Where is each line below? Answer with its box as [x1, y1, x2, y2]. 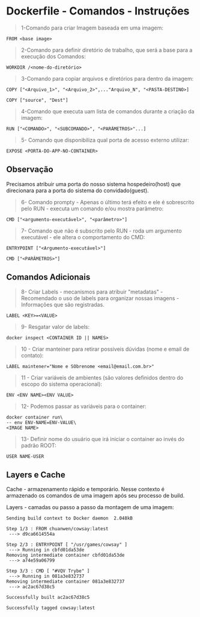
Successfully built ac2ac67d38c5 [6, 595, 90, 601]
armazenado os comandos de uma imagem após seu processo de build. [6, 492, 185, 500]
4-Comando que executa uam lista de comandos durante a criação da [20, 107, 195, 115]
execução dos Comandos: [20, 52, 86, 60]
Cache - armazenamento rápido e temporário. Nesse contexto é [6, 486, 165, 493]
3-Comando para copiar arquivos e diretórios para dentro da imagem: [20, 75, 194, 82]
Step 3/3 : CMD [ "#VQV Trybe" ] [6, 568, 90, 574]
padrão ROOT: [20, 442, 56, 449]
